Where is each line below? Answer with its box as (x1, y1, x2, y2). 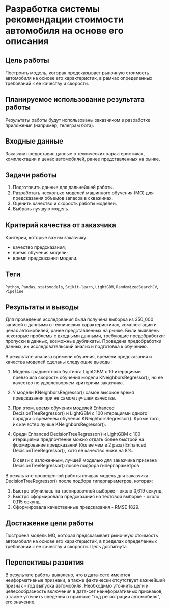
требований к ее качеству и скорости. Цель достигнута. (5, 543, 128, 549)
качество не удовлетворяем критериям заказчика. (12, 379, 124, 386)
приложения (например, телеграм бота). (5, 122, 94, 128)
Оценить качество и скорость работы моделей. (12, 200, 117, 207)
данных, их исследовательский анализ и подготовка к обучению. (5, 343, 148, 349)
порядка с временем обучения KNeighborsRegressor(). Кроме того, (12, 415, 160, 421)
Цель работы (5, 56, 49, 64)
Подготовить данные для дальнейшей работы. (12, 184, 115, 191)
